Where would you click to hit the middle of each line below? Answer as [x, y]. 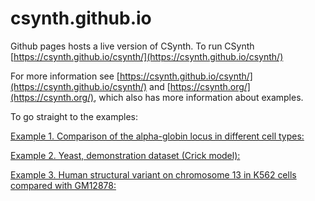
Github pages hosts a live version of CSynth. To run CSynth [132, 46]
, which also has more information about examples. [198, 97]
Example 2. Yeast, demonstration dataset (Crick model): [125, 155]
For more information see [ [65, 76]
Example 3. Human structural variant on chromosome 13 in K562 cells [153, 174]
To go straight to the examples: [74, 116]
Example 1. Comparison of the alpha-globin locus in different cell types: [157, 136]
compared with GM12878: [63, 185]
